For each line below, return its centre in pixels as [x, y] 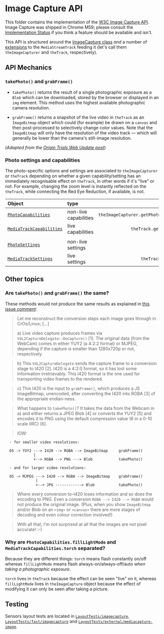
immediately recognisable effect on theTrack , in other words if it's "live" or [80, 181]
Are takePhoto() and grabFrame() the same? [57, 293]
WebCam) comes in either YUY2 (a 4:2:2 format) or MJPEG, [77, 343]
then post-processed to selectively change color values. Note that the [82, 127]
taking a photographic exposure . [38, 569]
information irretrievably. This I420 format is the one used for [78, 374]
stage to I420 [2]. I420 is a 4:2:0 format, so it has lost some [77, 368]
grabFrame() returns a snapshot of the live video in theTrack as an [78, 117]
